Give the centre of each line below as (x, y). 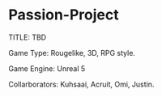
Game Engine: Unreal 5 (47, 68)
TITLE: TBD (28, 37)
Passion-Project (64, 15)
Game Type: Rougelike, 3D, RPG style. (72, 53)
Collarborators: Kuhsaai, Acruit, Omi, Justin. (81, 84)
